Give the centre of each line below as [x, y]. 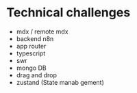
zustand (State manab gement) [60, 82]
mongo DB [31, 68]
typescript [31, 53]
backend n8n [35, 38]
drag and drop [37, 75]
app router [31, 46]
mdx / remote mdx [42, 31]
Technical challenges [68, 13]
